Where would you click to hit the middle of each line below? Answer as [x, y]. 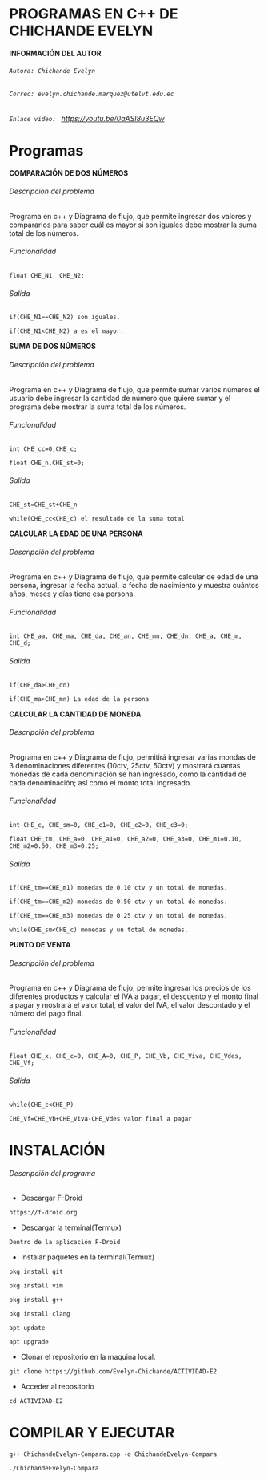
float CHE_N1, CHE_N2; [47, 276]
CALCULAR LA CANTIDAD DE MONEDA [75, 714]
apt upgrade [29, 1342]
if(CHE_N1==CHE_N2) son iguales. [65, 318]
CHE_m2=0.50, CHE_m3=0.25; [54, 846]
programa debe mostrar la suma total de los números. [98, 407]
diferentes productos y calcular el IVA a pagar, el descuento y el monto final [134, 996]
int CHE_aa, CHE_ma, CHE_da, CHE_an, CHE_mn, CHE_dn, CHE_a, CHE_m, [126, 636]
